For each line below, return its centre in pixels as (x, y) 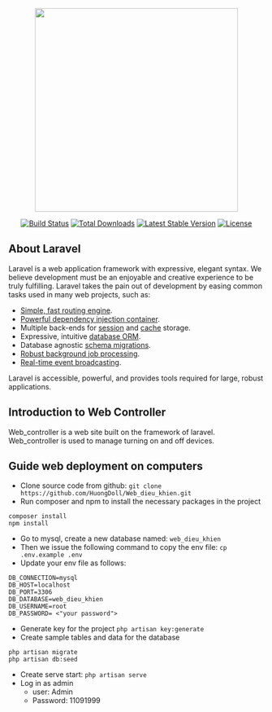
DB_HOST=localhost (39, 585)
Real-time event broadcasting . (71, 362)
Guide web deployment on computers (106, 466)
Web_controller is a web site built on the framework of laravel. (112, 432)
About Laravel (45, 249)
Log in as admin (47, 683)
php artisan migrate (43, 653)
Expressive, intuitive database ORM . (80, 336)
